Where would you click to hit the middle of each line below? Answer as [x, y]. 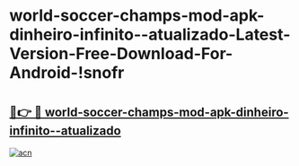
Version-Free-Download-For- [121, 54]
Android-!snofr [67, 73]
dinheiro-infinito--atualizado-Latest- [150, 35]
